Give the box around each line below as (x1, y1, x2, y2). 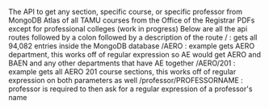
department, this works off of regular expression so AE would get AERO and (8, 50, 261, 59)
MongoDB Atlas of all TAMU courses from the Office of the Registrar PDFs (8, 15, 255, 25)
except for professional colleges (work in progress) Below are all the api (8, 24, 248, 33)
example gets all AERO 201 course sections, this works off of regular (8, 67, 237, 76)
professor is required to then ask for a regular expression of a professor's (8, 84, 253, 94)
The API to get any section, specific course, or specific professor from (8, 7, 242, 16)
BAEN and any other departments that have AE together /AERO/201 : (8, 58, 236, 68)
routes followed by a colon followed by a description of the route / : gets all (8, 32, 258, 42)
